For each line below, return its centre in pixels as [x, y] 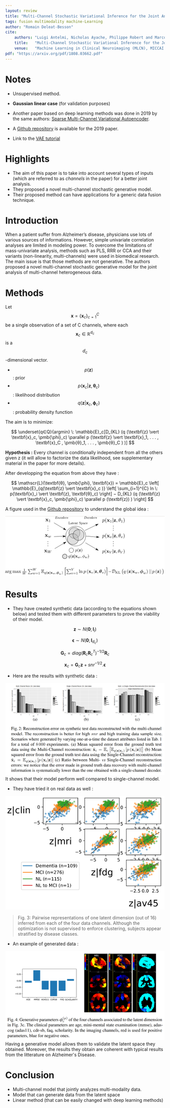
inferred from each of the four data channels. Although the [79, 923]
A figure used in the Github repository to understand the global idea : [77, 509]
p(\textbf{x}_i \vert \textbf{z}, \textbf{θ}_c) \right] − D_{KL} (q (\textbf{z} [85, 494]
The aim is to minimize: [29, 422]
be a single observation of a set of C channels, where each [67, 325]
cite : [11, 32]
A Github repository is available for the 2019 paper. [66, 128]
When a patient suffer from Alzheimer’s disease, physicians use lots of [79, 234]
